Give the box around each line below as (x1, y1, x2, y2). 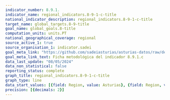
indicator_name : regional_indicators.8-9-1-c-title (5, 12, 116, 17)
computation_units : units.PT (5, 31, 67, 36)
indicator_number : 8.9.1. (5, 7, 60, 13)
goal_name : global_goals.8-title (5, 26, 76, 31)
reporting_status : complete (5, 69, 65, 74)
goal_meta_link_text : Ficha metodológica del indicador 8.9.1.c (5, 54, 144, 60)
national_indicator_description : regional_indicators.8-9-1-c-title (5, 17, 153, 22)
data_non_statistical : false (5, 64, 67, 69)
